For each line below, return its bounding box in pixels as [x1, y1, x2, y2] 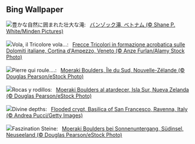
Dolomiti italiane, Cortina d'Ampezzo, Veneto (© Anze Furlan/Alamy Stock [6, 47, 185, 54]
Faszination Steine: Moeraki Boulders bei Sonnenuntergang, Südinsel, [12, 125, 184, 132]
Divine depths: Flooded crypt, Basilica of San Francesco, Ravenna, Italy [12, 105, 188, 112]
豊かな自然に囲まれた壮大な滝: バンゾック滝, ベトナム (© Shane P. [12, 21, 176, 28]
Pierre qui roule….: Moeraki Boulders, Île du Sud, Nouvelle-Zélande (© [12, 66, 185, 73]
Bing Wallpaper [6, 5, 64, 15]
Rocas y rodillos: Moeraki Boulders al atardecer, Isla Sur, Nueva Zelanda [12, 86, 190, 93]
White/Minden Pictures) [6, 28, 64, 35]
